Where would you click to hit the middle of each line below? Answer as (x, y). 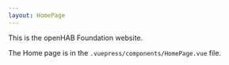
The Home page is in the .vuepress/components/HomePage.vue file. (115, 52)
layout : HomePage (37, 15)
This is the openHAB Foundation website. (76, 38)
